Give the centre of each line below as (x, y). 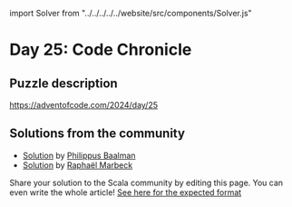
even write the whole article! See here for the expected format (126, 192)
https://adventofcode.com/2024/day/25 (84, 105)
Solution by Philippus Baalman (79, 155)
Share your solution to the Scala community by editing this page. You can (146, 182)
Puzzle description (63, 83)
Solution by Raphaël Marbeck (78, 165)
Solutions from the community (97, 134)
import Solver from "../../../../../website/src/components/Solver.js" (131, 13)
